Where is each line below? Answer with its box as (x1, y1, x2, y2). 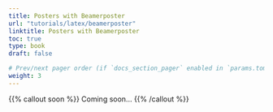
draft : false (8, 50, 53, 58)
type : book (8, 42, 45, 50)
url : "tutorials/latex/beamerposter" (8, 19, 136, 28)
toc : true (8, 34, 42, 43)
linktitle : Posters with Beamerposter (8, 27, 140, 35)
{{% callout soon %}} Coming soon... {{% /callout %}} (8, 94, 189, 104)
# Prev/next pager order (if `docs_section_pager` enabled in (8, 64, 223, 73)
